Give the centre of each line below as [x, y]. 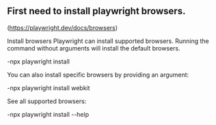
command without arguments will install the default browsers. [94, 48]
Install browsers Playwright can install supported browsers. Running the [108, 41]
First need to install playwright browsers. [96, 11]
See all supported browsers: [47, 101]
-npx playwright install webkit [49, 87]
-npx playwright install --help [48, 114]
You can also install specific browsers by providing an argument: [98, 74]
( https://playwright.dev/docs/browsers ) [63, 27]
